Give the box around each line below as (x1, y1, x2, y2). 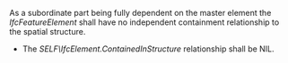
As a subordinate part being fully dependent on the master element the (9, 8, 272, 18)
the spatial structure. (9, 27, 86, 36)
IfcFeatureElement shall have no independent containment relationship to (9, 17, 280, 28)
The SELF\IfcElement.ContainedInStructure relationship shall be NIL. (22, 43, 275, 54)
